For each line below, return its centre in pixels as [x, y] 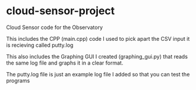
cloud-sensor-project [61, 11]
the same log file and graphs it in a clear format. [65, 63]
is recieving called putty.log [40, 45]
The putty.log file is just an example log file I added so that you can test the [98, 74]
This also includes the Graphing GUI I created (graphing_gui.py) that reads [97, 56]
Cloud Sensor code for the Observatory [54, 27]
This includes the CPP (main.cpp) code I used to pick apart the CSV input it [98, 38]
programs [18, 81]
